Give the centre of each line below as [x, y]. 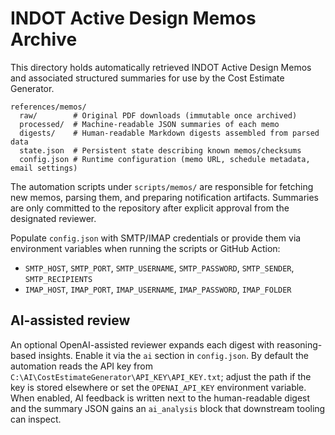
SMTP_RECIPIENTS [58, 279]
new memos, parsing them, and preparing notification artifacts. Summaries [164, 197]
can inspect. [36, 419]
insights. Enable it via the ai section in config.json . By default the [173, 355]
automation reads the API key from [81, 366]
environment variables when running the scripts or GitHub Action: [145, 248]
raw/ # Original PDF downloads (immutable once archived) [158, 115]
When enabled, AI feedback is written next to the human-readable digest [160, 398]
